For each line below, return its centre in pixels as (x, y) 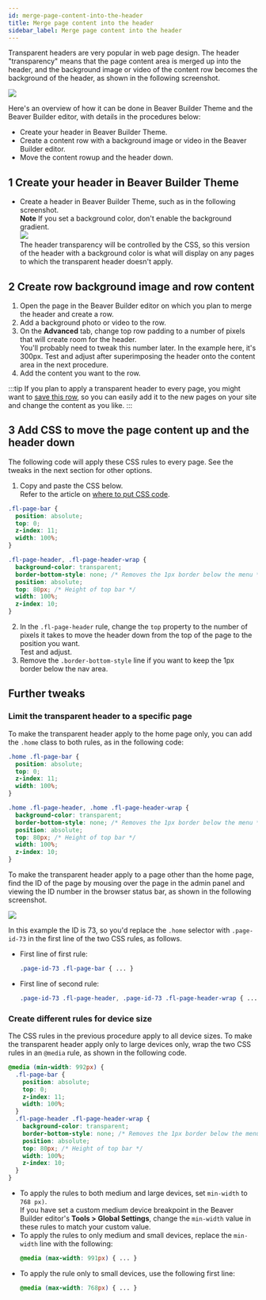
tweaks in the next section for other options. (80, 470)
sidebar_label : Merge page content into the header (95, 30)
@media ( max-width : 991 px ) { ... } (78, 1259)
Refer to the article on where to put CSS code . (95, 494)
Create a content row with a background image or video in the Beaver (133, 140)
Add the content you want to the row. (80, 373)
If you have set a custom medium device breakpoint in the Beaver (127, 1210)
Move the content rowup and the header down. (97, 158)
